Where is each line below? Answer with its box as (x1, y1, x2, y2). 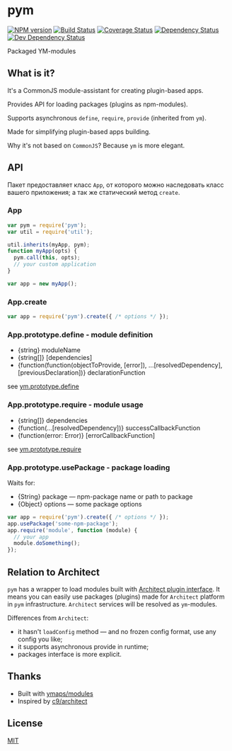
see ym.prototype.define (7, 382, 79, 391)
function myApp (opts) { (7, 247, 78, 255)
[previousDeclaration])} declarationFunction (17, 368, 146, 377)
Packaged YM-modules (7, 47, 76, 55)
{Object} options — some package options (17, 499, 142, 508)
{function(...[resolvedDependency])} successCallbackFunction (17, 424, 200, 432)
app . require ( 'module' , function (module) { (7, 526, 138, 533)
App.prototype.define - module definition (7, 329, 153, 339)
